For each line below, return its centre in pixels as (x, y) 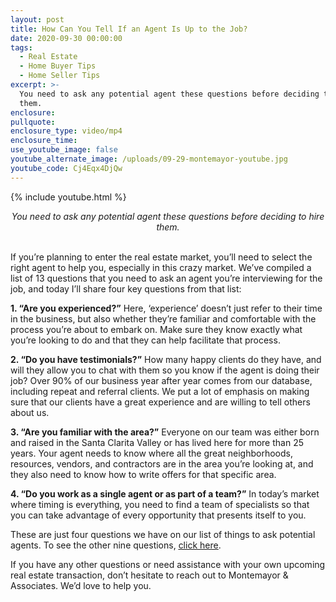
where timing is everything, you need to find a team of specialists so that (160, 504)
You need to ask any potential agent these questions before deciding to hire (168, 216)
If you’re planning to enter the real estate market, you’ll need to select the (161, 257)
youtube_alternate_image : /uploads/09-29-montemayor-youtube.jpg (149, 159)
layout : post (37, 19)
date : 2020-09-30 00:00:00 (66, 38)
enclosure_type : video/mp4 (66, 131)
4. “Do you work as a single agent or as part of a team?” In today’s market (165, 493)
